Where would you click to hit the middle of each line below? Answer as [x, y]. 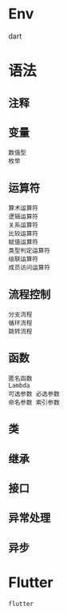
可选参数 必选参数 [34, 394]
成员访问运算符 [29, 268]
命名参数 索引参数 [34, 402]
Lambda [19, 385]
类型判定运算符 [29, 251]
